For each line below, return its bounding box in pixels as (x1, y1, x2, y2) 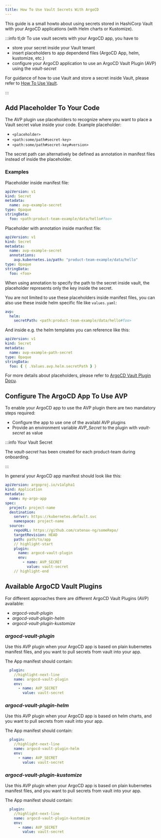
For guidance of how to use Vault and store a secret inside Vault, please (5, 75, 149, 81)
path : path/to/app (14, 537, 51, 542)
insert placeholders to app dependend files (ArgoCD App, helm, (12, 50, 140, 56)
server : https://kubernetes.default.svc (14, 514, 97, 519)
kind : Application (5, 487, 42, 492)
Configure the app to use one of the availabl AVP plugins (12, 420, 125, 426)
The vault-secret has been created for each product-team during (5, 449, 135, 455)
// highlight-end (14, 569, 49, 574)
